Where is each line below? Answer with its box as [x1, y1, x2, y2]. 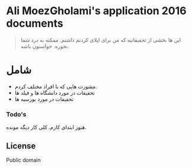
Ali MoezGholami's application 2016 [6, 4, 187, 18]
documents [6, 17, 64, 30]
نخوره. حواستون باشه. [20, 43, 70, 50]
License [6, 141, 36, 151]
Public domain [6, 156, 41, 163]
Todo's [6, 110, 27, 118]
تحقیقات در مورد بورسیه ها [14, 95, 74, 102]
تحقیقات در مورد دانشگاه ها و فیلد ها [14, 89, 95, 96]
